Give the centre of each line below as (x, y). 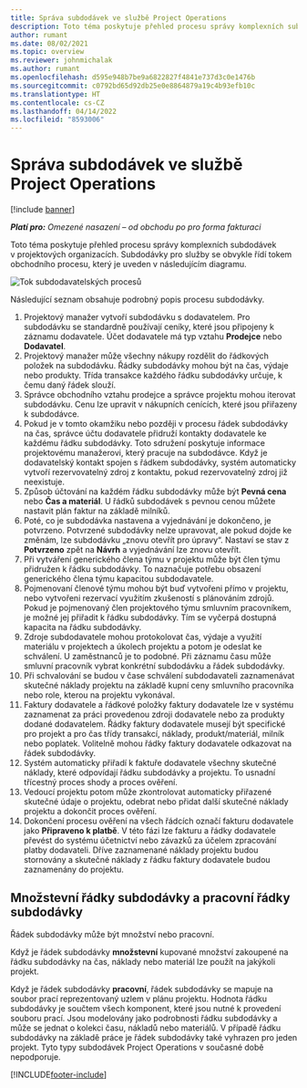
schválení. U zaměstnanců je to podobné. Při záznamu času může (147, 657)
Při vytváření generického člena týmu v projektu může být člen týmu (152, 560)
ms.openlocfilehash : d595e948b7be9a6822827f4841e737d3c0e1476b (133, 78)
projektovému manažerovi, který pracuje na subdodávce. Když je (145, 453)
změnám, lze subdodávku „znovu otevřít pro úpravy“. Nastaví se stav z (156, 540)
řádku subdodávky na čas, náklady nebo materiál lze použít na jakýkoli (143, 961)
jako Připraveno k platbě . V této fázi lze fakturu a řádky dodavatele (149, 831)
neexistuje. (44, 482)
